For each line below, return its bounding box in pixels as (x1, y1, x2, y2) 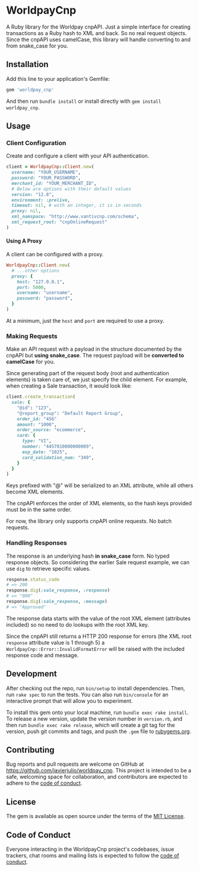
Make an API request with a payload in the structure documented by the (6, 345, 182, 353)
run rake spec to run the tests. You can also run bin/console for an (6, 691, 169, 698)
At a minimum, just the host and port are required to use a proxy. (6, 317, 165, 324)
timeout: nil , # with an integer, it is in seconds (11, 203, 143, 209)
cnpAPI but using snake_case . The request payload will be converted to (6, 352, 184, 359)
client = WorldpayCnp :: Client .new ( (6, 164, 94, 170)
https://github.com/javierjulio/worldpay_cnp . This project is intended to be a (6, 767, 192, 774)
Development (6, 669, 58, 679)
